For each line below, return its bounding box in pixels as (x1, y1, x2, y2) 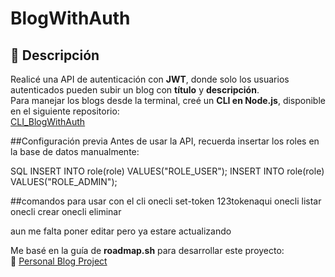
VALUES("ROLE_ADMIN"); (10, 176, 118, 187)
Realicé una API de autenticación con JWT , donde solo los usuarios (10, 73, 290, 85)
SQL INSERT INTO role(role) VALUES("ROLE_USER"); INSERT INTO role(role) (10, 165, 325, 177)
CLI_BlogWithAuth (10, 116, 86, 127)
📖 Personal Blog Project (10, 255, 108, 267)
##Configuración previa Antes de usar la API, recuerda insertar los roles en (10, 135, 320, 147)
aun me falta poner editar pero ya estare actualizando (10, 225, 232, 237)
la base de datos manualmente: (10, 146, 140, 157)
